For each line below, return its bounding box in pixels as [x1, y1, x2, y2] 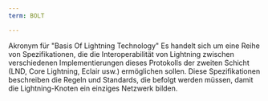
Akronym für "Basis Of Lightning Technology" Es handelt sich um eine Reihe [8, 41, 261, 50]
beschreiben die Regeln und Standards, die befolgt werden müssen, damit [8, 75, 254, 84]
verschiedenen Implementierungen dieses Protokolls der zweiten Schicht [8, 58, 250, 67]
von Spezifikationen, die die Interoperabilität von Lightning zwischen [8, 49, 234, 59]
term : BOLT [8, 11, 45, 20]
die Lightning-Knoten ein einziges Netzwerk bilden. [8, 83, 178, 93]
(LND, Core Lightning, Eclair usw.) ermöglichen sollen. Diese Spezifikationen [8, 66, 261, 76]
